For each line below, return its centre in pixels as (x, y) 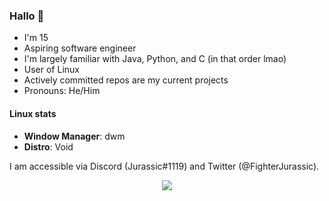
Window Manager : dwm (74, 136)
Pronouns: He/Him (62, 91)
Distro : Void (48, 146)
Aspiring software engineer (80, 48)
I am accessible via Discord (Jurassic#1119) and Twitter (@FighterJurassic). (164, 166)
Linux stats (33, 113)
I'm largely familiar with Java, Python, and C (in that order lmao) (155, 59)
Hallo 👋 (27, 16)
